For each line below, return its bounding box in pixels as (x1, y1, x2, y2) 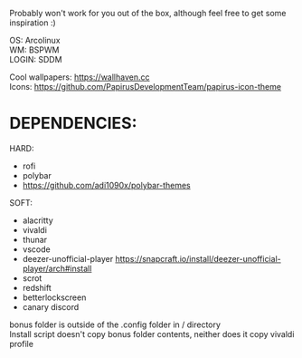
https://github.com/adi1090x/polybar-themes (22, 179, 192, 190)
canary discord (22, 301, 80, 312)
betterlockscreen (22, 292, 87, 303)
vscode (22, 244, 52, 255)
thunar (22, 234, 48, 245)
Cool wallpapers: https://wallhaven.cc (9, 72, 151, 82)
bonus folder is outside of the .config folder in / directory (9, 319, 222, 330)
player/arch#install (22, 263, 92, 274)
